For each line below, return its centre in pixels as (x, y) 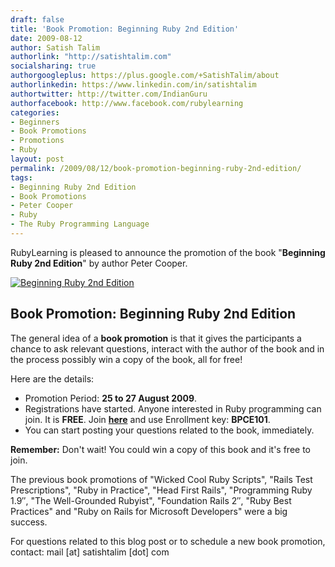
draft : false (37, 19)
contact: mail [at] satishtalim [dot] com (90, 552)
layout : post (37, 159)
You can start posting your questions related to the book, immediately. (169, 430)
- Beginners (35, 122)
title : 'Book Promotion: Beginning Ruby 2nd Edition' (125, 29)
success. (29, 522)
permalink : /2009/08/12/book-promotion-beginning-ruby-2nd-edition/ (156, 168)
